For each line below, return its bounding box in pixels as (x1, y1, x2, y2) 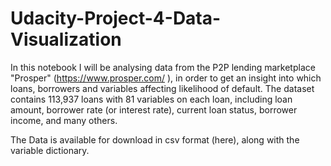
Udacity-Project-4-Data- (10, 7, 222, 30)
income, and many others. (10, 114, 118, 126)
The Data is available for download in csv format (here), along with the (10, 133, 300, 146)
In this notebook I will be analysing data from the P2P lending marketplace (10, 61, 316, 73)
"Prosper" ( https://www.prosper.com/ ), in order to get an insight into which (10, 72, 322, 84)
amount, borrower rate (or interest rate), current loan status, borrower (10, 103, 298, 116)
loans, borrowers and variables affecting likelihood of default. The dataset (10, 82, 315, 94)
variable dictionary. (10, 144, 90, 156)
